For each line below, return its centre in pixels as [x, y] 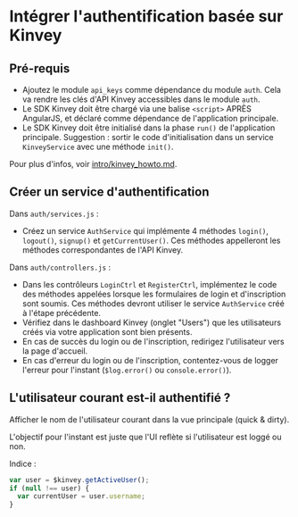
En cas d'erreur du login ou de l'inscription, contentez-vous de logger [150, 360]
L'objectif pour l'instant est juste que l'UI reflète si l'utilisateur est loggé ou [145, 437]
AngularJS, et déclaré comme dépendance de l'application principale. [150, 118]
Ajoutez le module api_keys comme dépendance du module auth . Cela [151, 90]
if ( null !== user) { [50, 488]
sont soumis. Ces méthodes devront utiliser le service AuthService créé [153, 303]
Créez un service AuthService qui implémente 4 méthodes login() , [145, 230]
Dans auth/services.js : [54, 213]
